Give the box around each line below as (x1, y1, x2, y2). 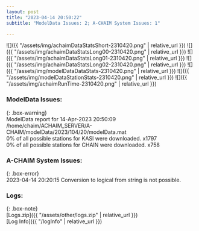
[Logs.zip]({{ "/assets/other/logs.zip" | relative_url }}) (6, 212, 138, 219)
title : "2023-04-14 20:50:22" (6, 14, 83, 21)
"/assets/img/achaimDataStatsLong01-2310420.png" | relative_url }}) (14, 55, 185, 62)
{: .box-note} (6, 205, 38, 212)
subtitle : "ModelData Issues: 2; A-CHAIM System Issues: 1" (6, 20, 161, 26)
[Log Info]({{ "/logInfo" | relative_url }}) (6, 218, 103, 225)
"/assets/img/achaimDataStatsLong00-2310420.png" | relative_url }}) (14, 48, 186, 55)
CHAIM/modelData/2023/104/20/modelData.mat (6, 128, 127, 136)
